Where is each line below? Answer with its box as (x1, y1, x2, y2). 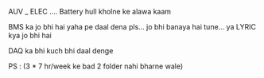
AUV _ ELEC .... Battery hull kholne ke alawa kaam (8, 7, 172, 16)
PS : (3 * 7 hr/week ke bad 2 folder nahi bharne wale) (8, 61, 184, 71)
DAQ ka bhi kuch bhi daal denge (8, 46, 114, 55)
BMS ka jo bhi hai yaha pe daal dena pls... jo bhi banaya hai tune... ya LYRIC (8, 22, 257, 31)
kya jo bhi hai (8, 31, 52, 40)
